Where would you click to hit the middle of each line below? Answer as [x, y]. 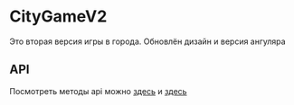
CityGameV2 [58, 17]
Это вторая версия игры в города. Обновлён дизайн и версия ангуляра [148, 41]
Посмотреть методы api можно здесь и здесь [98, 91]
